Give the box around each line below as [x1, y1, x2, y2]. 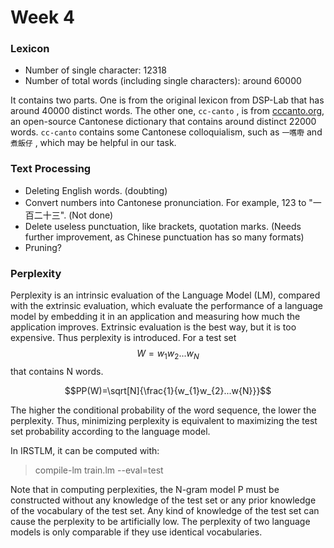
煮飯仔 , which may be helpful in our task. [10, 137, 177, 149]
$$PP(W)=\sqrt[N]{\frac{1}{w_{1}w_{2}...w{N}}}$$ [64, 384, 272, 396]
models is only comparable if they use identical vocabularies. [10, 526, 263, 538]
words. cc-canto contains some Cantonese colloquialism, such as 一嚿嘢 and [10, 126, 323, 138]
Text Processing [10, 162, 92, 176]
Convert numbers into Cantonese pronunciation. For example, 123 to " [24, 196, 313, 208]
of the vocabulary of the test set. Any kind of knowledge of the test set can [10, 504, 320, 516]
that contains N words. [10, 365, 104, 377]
